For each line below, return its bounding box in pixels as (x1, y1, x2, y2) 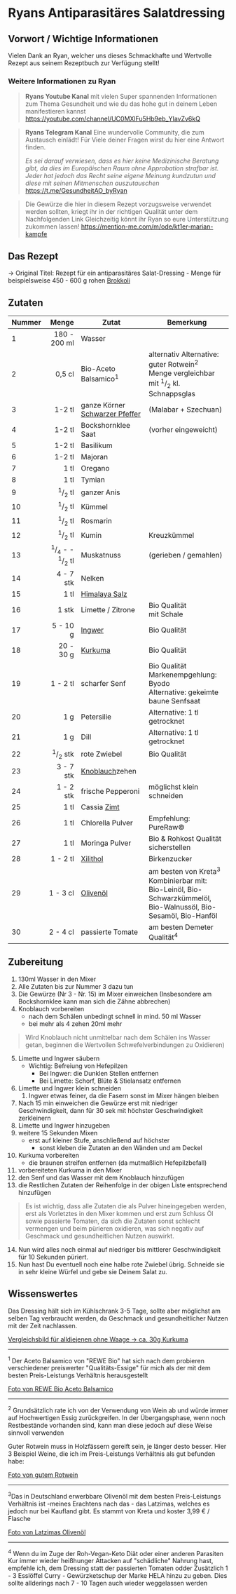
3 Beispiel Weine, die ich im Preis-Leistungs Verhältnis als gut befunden (8, 1450, 216, 1458)
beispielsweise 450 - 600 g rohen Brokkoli (8, 276, 130, 285)
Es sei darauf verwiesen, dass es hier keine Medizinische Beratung (25, 156, 219, 166)
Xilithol (81, 854, 104, 864)
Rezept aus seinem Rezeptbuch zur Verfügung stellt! (8, 59, 160, 67)
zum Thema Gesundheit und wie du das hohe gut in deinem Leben (25, 100, 218, 108)
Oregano (81, 463, 110, 473)
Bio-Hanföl (180, 910, 218, 920)
